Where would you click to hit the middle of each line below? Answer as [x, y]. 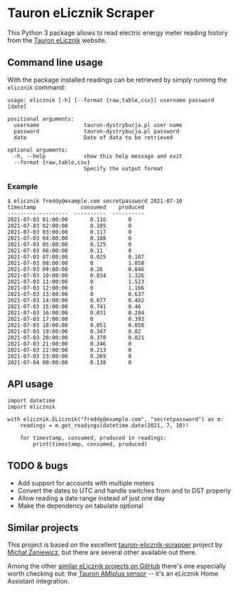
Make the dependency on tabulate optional [80, 505]
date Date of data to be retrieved [93, 137]
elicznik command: [37, 87]
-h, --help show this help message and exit [98, 156]
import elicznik [31, 407]
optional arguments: [38, 150]
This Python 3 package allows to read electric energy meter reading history [118, 33]
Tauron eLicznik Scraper [81, 13]
